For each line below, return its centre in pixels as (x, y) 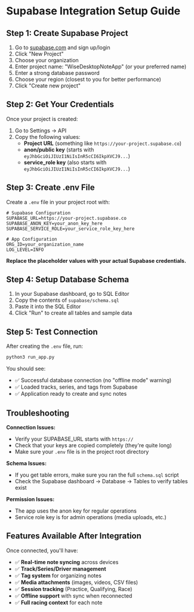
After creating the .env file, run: (45, 346)
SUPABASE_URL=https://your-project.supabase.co (67, 218)
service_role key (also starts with (65, 162)
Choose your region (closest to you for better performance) (88, 79)
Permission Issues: (30, 499)
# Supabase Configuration (38, 213)
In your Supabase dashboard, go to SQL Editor (72, 294)
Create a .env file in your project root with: (58, 202)
